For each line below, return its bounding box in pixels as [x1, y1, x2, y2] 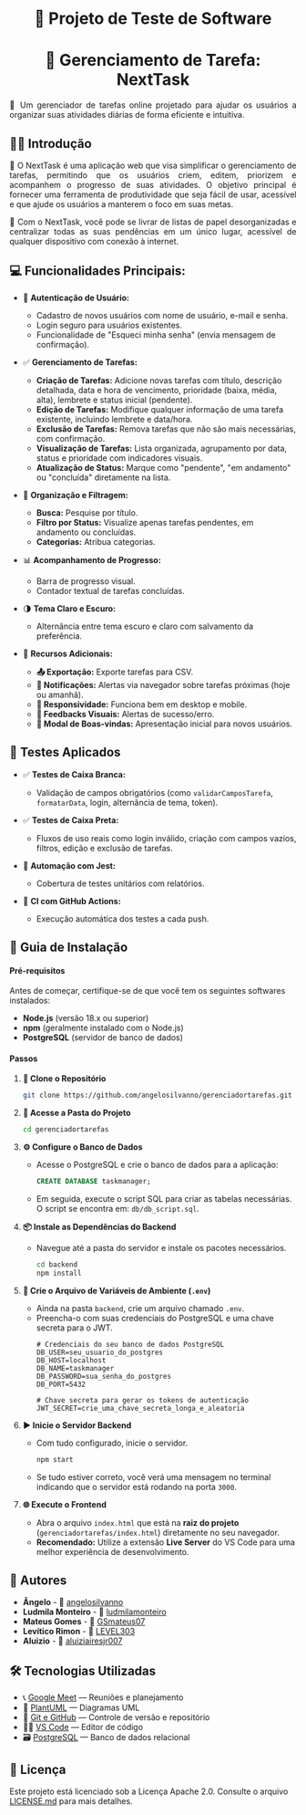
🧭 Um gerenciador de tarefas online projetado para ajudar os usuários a [9, 99, 297, 110]
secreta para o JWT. [36, 1322, 114, 1333]
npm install [36, 1268, 82, 1278]
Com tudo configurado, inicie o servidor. [36, 1437, 189, 1448]
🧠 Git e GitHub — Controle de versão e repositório [22, 1712, 210, 1723]
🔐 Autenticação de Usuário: [22, 292, 130, 303]
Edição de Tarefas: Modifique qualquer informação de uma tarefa [36, 403, 284, 414]
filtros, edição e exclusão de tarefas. [36, 842, 173, 853]
